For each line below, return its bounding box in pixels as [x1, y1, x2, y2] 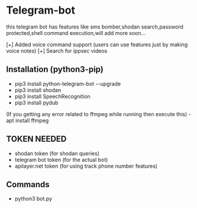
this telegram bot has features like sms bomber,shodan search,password [6, 23, 183, 30]
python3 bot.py [14, 195, 53, 202]
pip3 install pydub [14, 99, 59, 106]
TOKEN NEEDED [6, 134, 67, 144]
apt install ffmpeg [6, 117, 49, 124]
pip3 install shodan [14, 87, 61, 94]
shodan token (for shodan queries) [14, 149, 99, 157]
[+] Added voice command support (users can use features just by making [6, 41, 188, 48]
